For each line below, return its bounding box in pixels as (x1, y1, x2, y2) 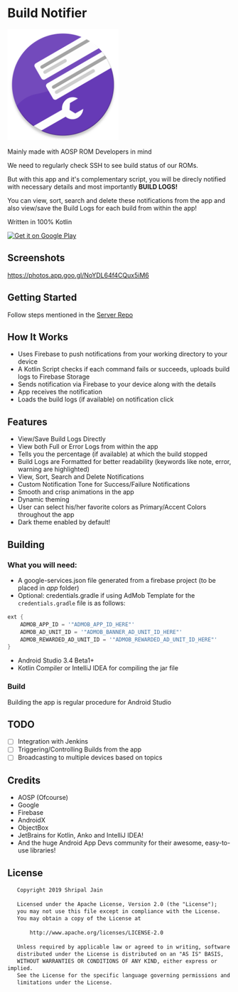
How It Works (7, 331, 69, 343)
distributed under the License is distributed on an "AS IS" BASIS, (16, 951, 224, 958)
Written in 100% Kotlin (7, 217, 72, 226)
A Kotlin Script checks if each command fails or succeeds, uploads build (17, 365, 230, 374)
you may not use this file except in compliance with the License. (16, 908, 221, 915)
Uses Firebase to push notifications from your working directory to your (17, 350, 228, 359)
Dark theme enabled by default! (17, 518, 111, 527)
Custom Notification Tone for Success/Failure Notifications (17, 480, 190, 489)
